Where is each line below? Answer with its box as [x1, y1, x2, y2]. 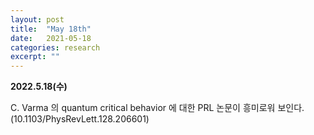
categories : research [10, 42, 101, 53]
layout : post [10, 14, 65, 25]
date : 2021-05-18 [10, 33, 92, 43]
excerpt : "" [10, 52, 60, 62]
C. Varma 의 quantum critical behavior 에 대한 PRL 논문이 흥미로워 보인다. [10, 102, 305, 114]
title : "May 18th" [10, 24, 92, 34]
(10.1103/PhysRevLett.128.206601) [10, 113, 150, 125]
